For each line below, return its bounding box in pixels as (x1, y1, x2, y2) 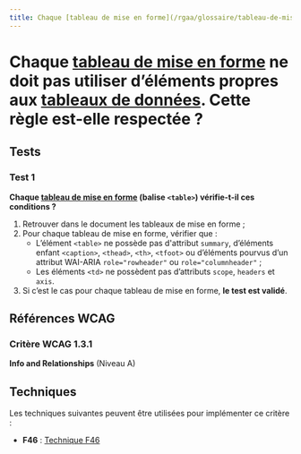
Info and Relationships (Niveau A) (9, 358, 136, 369)
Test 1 (9, 171, 36, 184)
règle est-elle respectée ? (9, 108, 203, 129)
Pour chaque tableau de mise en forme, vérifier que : (21, 227, 218, 238)
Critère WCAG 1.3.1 (9, 338, 93, 350)
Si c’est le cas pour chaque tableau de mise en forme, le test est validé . (21, 285, 288, 296)
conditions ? (9, 201, 56, 211)
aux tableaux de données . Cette (9, 90, 251, 110)
